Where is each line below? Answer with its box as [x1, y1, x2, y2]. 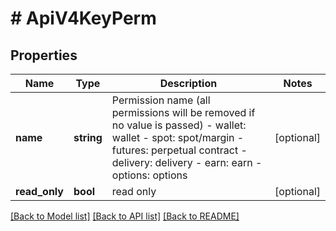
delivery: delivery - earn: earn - [111, 156, 263, 169]
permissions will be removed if [111, 106, 256, 119]
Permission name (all [111, 93, 211, 107]
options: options [111, 168, 188, 182]
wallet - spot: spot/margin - [111, 131, 245, 144]
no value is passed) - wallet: [111, 118, 247, 132]
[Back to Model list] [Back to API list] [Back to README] [10, 210, 240, 222]
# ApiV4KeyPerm [10, 7, 157, 30]
